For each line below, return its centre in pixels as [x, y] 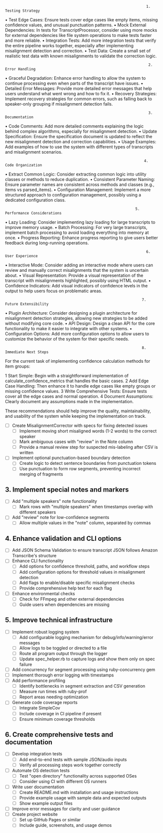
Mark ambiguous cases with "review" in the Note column [76, 442]
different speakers [38, 512]
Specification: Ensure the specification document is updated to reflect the [79, 136]
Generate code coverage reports [45, 703]
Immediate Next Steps [27, 352]
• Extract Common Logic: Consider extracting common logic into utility [76, 174]
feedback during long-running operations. [47, 243]
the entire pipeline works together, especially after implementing [69, 45]
